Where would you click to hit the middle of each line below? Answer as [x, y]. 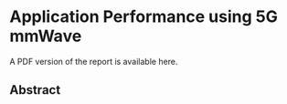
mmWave [46, 36]
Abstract [35, 90]
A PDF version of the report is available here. [94, 61]
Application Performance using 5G [144, 17]
